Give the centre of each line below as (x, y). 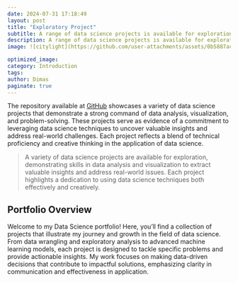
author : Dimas (28, 79)
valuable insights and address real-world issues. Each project (114, 172)
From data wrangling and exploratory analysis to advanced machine (106, 242)
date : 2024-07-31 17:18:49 (47, 14)
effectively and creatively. (62, 187)
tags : (15, 73)
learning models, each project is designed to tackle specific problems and (115, 249)
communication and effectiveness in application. (78, 272)
